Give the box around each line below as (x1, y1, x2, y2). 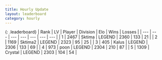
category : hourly (5, 16, 40, 21)
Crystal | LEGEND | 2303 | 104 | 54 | (5, 49, 77, 55)
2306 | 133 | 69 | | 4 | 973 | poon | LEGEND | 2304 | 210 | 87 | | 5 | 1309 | (5, 44, 149, 50)
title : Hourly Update (5, 7, 49, 12)
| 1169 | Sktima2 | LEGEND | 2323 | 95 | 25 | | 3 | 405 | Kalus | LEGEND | (5, 39, 148, 45)
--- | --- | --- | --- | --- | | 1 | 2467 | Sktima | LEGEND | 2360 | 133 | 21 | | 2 (10, 34, 158, 40)
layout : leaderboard (5, 12, 47, 16)
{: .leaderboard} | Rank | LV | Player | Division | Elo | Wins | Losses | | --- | (5, 29, 151, 35)
